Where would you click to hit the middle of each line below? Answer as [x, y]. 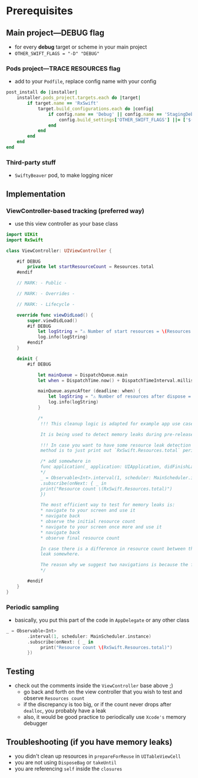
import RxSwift [25, 240]
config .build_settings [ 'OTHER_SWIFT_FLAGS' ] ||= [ [122, 120]
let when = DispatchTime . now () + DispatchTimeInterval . [108, 380]
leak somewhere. [60, 554]
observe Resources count [54, 698]
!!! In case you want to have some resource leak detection [116, 445]
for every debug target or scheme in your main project [81, 47]
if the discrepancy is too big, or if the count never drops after [98, 705]
